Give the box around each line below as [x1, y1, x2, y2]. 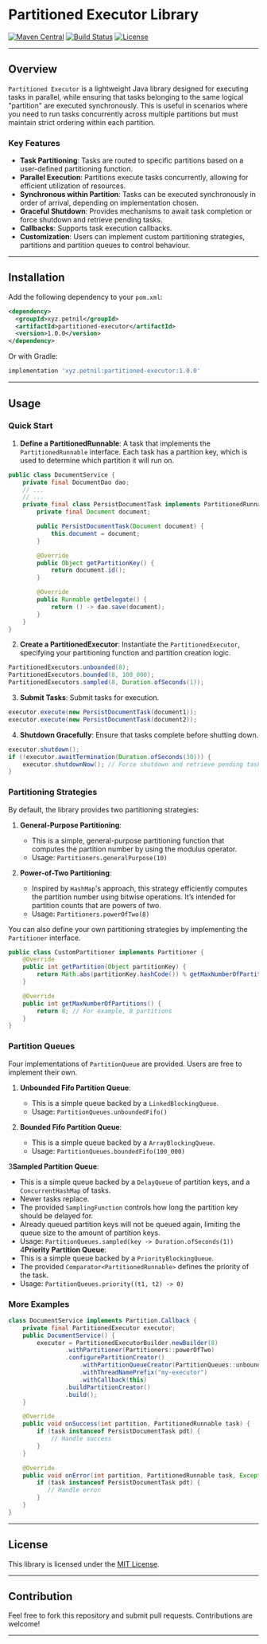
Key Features [8, 137, 61, 148]
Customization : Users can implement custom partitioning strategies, [19, 232, 245, 242]
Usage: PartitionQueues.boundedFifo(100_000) [31, 1146, 185, 1155]
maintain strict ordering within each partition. [8, 117, 156, 127]
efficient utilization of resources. [19, 181, 126, 191]
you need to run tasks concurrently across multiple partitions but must [8, 109, 238, 119]
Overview [8, 62, 58, 77]
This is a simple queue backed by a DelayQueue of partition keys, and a [19, 1177, 250, 1186]
